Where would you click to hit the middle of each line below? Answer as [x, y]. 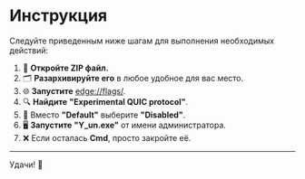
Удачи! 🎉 [26, 165]
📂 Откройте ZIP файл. [65, 68]
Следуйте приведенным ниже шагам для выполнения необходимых [142, 41]
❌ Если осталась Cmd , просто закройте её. [107, 137]
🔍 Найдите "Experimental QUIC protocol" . [105, 101]
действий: [29, 50]
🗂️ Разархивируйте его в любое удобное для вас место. [133, 78]
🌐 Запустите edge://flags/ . [74, 90]
